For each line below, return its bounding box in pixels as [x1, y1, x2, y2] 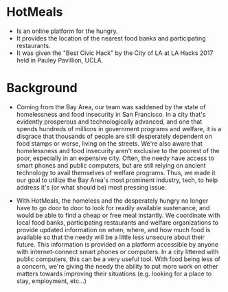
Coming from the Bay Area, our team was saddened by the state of [16, 102, 207, 111]
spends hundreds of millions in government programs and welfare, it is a [16, 124, 222, 133]
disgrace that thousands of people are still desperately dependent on [16, 132, 212, 140]
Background [6, 80, 78, 96]
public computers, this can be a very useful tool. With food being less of [16, 255, 221, 263]
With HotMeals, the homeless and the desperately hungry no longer [16, 196, 209, 205]
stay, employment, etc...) [16, 276, 87, 285]
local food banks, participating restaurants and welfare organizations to [16, 218, 219, 227]
